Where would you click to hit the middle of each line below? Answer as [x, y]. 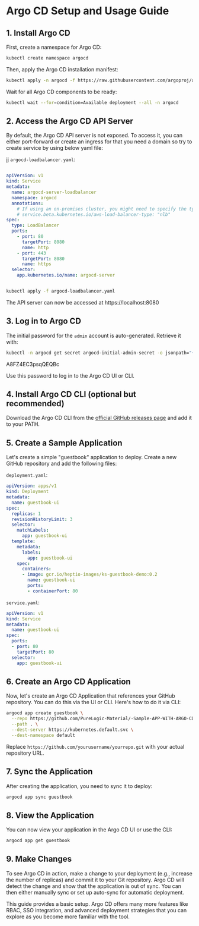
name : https [36, 264]
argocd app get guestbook [38, 841]
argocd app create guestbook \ [45, 713]
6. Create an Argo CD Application [69, 681]
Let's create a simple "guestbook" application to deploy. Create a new [92, 457]
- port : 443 [31, 253]
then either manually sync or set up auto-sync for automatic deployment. [95, 892]
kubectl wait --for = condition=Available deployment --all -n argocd [92, 102]
